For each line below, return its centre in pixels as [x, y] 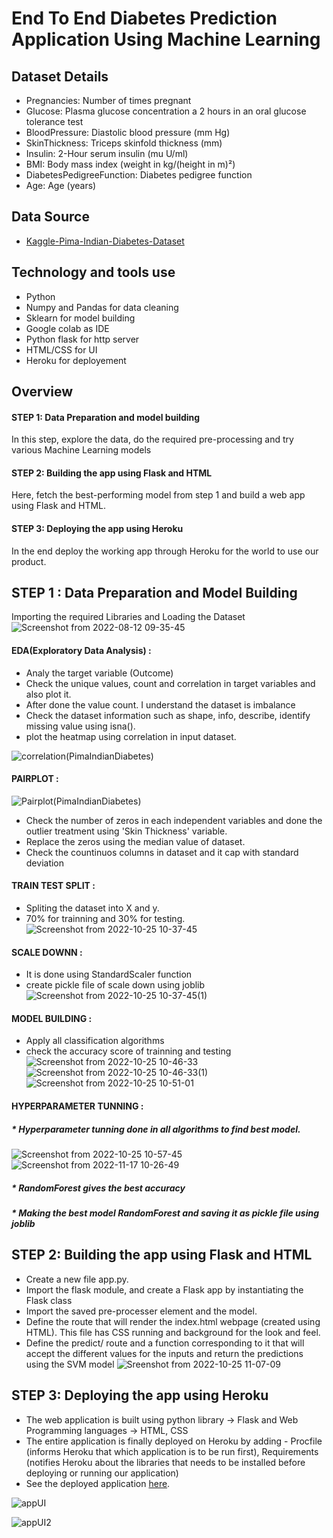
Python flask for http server [82, 339]
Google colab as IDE [67, 328]
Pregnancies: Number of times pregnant [108, 100]
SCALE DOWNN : [47, 952]
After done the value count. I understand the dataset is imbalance [160, 704]
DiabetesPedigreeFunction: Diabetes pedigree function [139, 175]
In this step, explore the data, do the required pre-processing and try [152, 439]
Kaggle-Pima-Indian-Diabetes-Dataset [105, 241]
